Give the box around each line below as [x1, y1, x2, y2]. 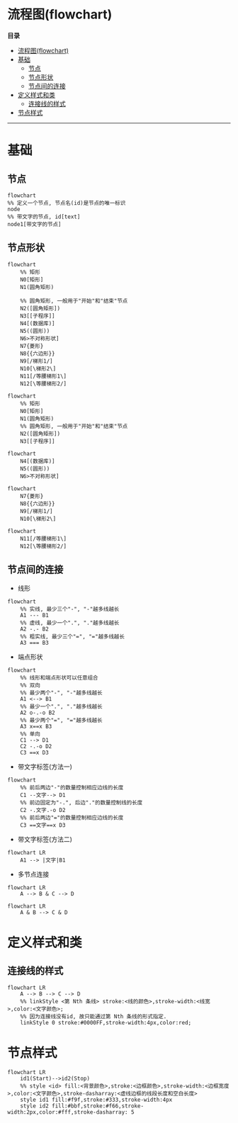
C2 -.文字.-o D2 [20, 806, 66, 813]
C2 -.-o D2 [20, 743, 52, 750]
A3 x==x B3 [20, 723, 52, 730]
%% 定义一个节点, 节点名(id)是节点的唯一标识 [7, 199, 126, 206]
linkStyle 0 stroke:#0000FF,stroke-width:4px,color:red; [20, 1019, 192, 1026]
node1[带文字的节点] [7, 220, 62, 227]
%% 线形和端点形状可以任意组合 [20, 674, 98, 681]
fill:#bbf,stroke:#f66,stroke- [52, 1102, 144, 1110]
